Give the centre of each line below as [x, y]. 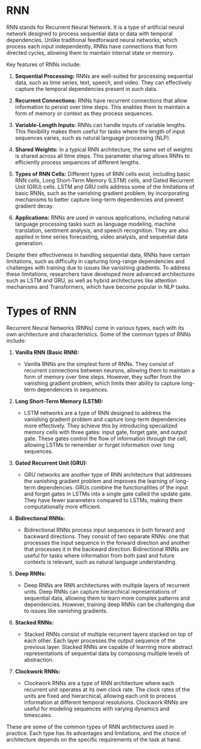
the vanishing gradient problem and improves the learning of [99, 481]
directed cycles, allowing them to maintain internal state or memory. [90, 52]
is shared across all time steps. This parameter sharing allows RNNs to [102, 156]
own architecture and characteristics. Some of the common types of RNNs [99, 334]
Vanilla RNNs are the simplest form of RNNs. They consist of [99, 364]
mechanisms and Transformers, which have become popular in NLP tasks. [98, 287]
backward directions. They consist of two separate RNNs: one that [107, 536]
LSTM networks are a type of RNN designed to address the [97, 412]
